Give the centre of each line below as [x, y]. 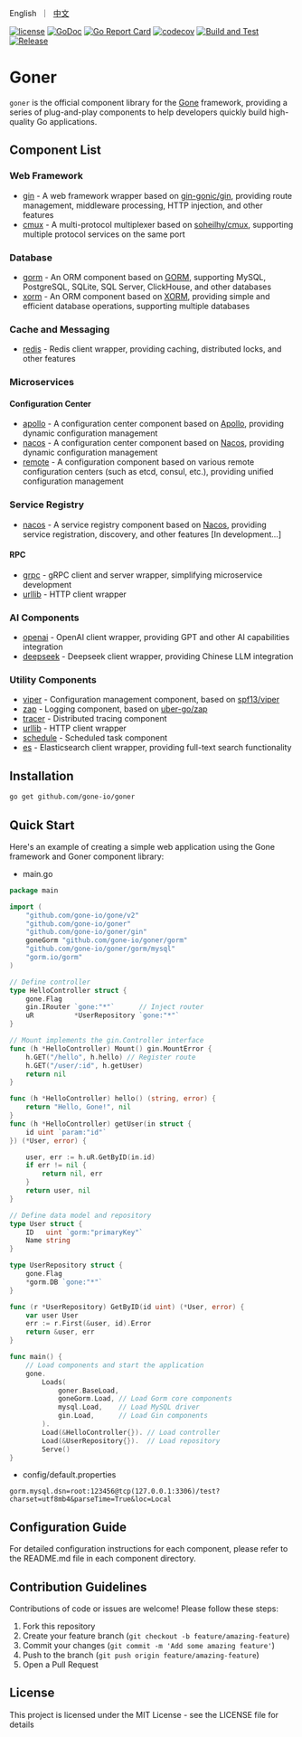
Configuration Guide [68, 1527]
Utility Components [53, 680]
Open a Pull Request [61, 1665]
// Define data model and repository [80, 1215]
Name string [48, 1241]
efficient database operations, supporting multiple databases [136, 306]
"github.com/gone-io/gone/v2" [83, 915]
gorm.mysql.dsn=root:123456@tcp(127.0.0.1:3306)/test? [115, 1492]
